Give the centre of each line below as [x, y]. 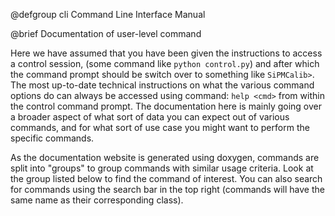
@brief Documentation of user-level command [106, 33]
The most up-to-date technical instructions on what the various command [162, 85]
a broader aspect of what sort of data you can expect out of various [150, 117]
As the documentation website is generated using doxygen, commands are [165, 157]
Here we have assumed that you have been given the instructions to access [166, 53]
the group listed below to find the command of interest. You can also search [166, 178]
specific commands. [52, 138]
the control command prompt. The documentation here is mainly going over [166, 106]
